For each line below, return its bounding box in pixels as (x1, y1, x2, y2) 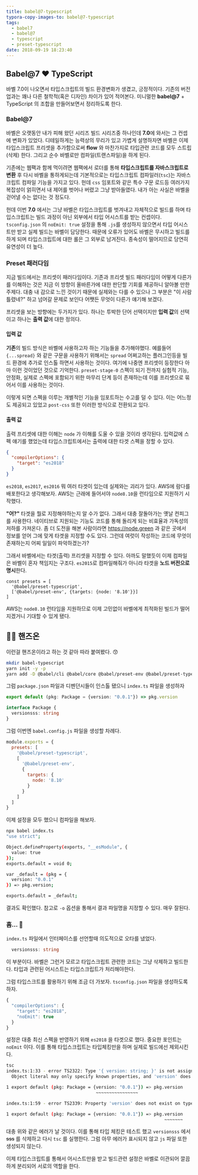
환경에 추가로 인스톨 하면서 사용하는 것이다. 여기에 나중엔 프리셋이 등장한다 (12, 359, 184, 366)
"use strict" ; (6, 833, 41, 840)
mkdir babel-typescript (6, 660, 65, 666)
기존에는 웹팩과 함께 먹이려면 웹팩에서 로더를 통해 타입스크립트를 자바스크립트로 (6, 163, 189, 171)
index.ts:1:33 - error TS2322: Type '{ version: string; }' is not (6, 1068, 176, 1074)
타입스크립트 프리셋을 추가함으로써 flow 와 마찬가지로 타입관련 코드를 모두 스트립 (6, 144, 192, 151)
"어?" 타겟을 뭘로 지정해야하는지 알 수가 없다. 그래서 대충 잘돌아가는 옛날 (6, 510, 174, 517)
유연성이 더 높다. (6, 243, 44, 250)
